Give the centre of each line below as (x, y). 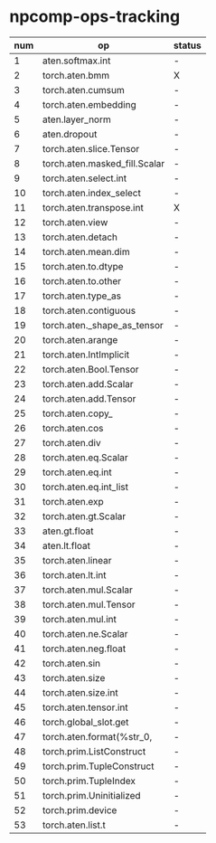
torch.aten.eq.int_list (85, 487)
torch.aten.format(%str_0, (97, 736)
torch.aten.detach (80, 237)
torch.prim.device (80, 810)
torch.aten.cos (73, 428)
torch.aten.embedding (89, 104)
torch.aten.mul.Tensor (89, 604)
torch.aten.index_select (92, 193)
